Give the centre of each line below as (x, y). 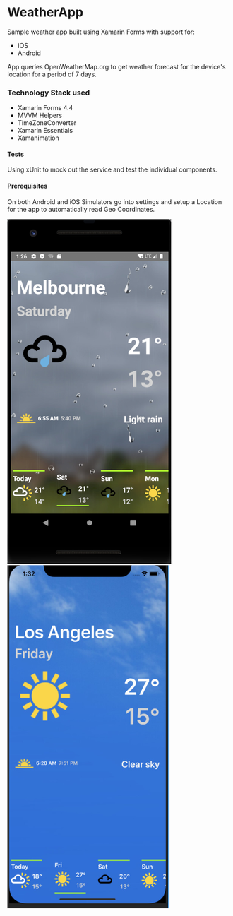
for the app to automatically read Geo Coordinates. (81, 209)
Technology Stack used (49, 93)
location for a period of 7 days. (52, 74)
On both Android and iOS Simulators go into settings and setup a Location (115, 201)
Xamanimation (38, 138)
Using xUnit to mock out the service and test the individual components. (112, 169)
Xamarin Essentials (45, 131)
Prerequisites (28, 186)
